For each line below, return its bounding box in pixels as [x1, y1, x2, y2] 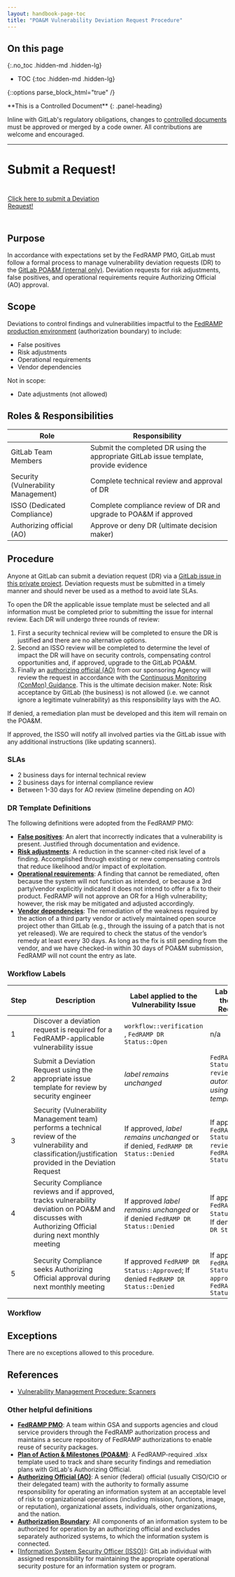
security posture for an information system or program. [17, 1562, 176, 1571]
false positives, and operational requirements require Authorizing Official [7, 274, 217, 282]
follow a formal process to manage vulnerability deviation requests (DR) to [7, 258, 222, 267]
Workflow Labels [7, 969, 66, 979]
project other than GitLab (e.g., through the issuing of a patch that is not [17, 921, 225, 931]
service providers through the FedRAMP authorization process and [17, 1428, 211, 1436]
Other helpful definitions [7, 1404, 93, 1414]
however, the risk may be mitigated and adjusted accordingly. [17, 900, 194, 908]
